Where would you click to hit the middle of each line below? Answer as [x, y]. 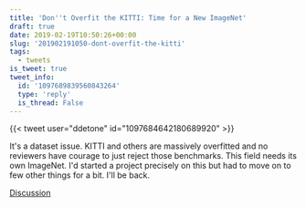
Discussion [30, 193]
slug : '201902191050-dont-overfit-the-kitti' [97, 43]
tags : [20, 52]
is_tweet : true [38, 69]
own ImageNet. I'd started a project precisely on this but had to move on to [150, 166]
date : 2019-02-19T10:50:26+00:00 [73, 35]
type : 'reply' [44, 94]
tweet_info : [32, 78]
